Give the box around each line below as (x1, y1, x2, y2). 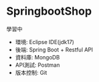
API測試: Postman (15, 61, 60, 69)
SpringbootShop (6, 4, 92, 18)
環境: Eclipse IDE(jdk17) (15, 38, 75, 45)
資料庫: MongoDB (15, 53, 60, 61)
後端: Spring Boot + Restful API (15, 46, 94, 53)
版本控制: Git (15, 69, 48, 76)
